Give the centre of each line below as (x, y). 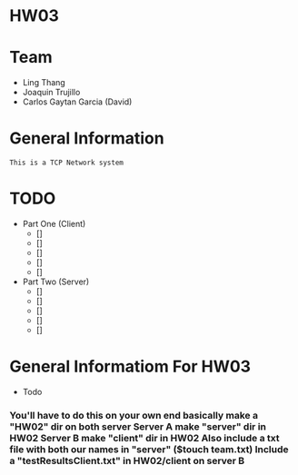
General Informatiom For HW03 (130, 366)
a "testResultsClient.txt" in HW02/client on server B (127, 460)
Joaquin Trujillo (51, 93)
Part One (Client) (54, 224)
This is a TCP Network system (67, 163)
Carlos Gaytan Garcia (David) (77, 102)
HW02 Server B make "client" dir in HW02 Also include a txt (144, 438)
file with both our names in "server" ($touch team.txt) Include (149, 449)
